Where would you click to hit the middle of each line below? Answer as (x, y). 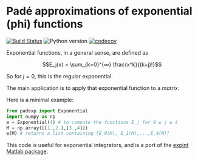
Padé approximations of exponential (99, 11)
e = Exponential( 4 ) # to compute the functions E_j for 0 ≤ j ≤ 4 (92, 122)
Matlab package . (27, 152)
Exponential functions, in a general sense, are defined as (77, 52)
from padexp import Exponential (47, 111)
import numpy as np (31, 117)
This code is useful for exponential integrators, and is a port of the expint (97, 145)
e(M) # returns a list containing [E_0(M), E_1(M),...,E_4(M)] (88, 134)
